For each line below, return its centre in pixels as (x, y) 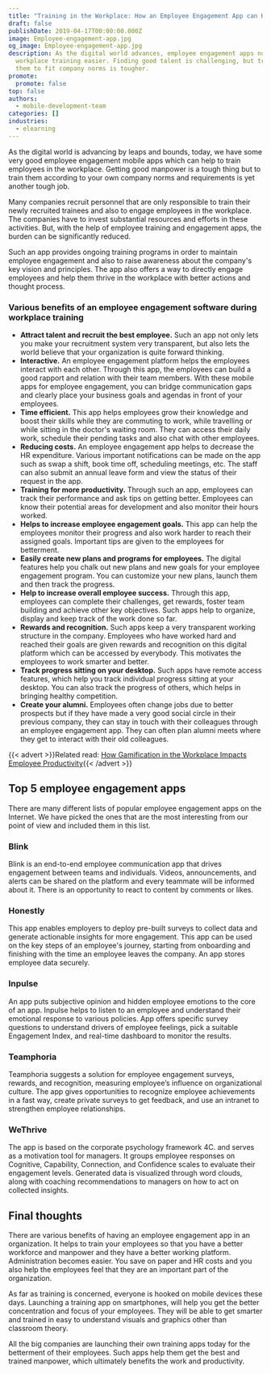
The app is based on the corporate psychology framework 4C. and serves (131, 1147)
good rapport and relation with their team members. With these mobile (137, 378)
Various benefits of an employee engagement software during (133, 307)
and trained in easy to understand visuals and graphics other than (118, 1320)
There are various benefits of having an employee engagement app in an (129, 1236)
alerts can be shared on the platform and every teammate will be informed (131, 881)
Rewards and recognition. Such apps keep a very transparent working (138, 627)
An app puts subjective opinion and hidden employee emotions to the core (132, 1001)
